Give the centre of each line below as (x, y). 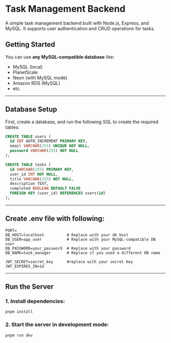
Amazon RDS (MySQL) (36, 83)
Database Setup (31, 110)
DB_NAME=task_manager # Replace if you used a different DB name (83, 253)
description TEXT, (30, 184)
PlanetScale (25, 72)
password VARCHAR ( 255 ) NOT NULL (44, 151)
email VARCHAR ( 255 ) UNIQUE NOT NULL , (50, 146)
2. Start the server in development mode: (57, 325)
